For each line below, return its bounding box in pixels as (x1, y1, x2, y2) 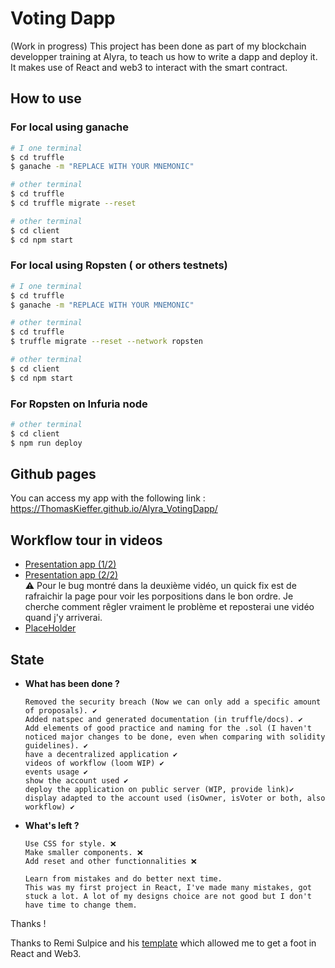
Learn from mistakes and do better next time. (24, 874, 223, 884)
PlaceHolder (24, 622, 77, 634)
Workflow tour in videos (10, 532, 163, 549)
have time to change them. (24, 900, 138, 911)
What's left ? (24, 820, 80, 832)
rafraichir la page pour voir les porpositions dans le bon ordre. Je (24, 590, 294, 602)
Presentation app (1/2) (24, 558, 117, 571)
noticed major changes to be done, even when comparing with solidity (24, 732, 326, 742)
